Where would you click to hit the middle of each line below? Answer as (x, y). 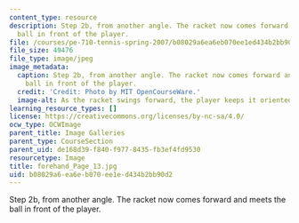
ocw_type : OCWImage (45, 125)
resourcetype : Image (48, 158)
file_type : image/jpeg (51, 59)
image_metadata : (39, 68)
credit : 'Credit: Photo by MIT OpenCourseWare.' (109, 92)
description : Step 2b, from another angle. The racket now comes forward (149, 26)
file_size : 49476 (41, 51)
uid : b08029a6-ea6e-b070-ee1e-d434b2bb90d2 (91, 174)
